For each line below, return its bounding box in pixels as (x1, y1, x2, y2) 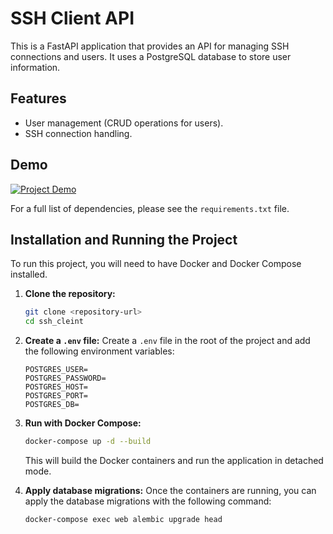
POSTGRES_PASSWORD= (24, 373, 107, 384)
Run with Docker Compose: (24, 417, 142, 429)
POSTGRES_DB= (24, 400, 80, 410)
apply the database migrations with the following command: (24, 495, 272, 507)
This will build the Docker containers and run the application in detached (24, 455, 324, 466)
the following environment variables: (24, 345, 175, 357)
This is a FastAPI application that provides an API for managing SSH (10, 40, 290, 52)
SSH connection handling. (24, 127, 133, 139)
